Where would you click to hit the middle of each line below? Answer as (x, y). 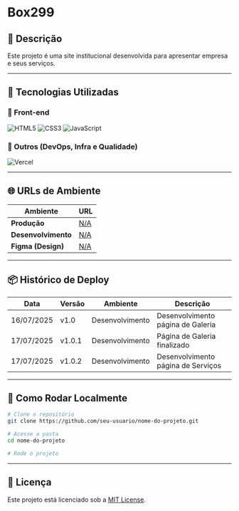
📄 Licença (30, 482)
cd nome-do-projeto (36, 441)
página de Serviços (189, 365)
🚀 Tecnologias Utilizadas (63, 92)
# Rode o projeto (33, 453)
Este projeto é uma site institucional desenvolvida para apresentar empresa (118, 56)
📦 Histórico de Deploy (58, 280)
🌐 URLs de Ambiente (54, 191)
